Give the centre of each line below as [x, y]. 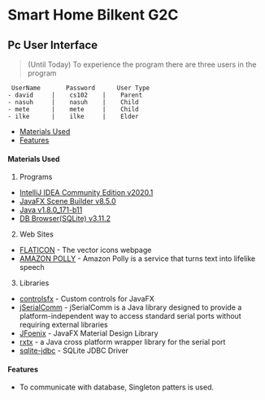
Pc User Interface [53, 45]
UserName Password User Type [80, 88]
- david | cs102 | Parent [75, 95]
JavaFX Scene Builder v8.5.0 [68, 202]
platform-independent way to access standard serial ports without [130, 316]
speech [32, 267]
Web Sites [36, 234]
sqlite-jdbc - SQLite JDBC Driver [74, 350]
